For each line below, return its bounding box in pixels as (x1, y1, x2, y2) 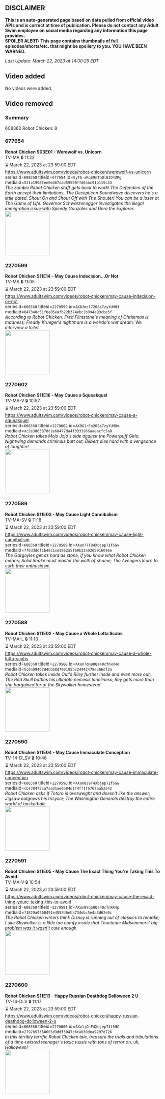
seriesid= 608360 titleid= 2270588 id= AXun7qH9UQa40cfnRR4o (5, 661, 119, 667)
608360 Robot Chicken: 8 (5, 125, 57, 131)
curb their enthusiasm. (5, 563, 51, 569)
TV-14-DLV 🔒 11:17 (5, 998, 42, 1004)
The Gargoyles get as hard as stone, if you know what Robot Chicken (5, 552, 146, 558)
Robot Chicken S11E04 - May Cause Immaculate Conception (5, 750, 130, 756)
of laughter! (5, 444, 29, 450)
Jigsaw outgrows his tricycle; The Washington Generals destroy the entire (5, 795, 155, 801)
